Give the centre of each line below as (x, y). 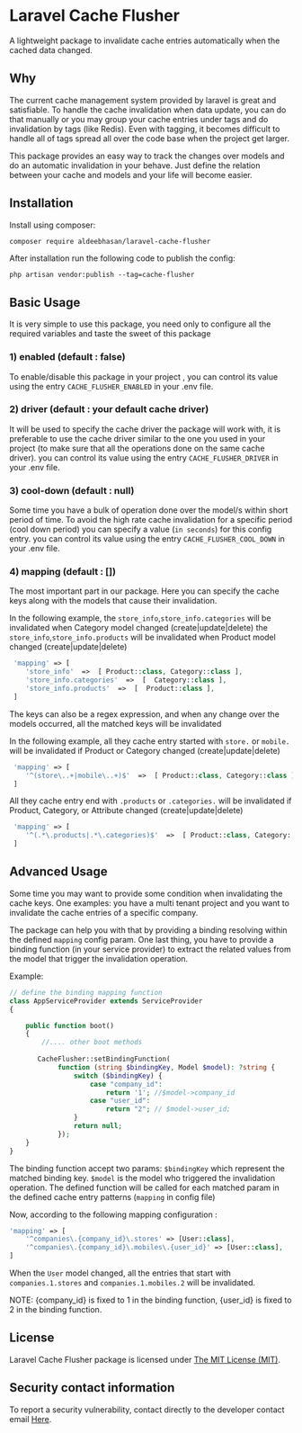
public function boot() (70, 1025)
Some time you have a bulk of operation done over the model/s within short (149, 510)
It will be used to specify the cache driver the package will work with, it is (145, 429)
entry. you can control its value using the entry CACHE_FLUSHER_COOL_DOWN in (147, 539)
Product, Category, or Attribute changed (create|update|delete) (126, 811)
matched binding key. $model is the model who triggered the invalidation (142, 1178)
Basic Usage (45, 302)
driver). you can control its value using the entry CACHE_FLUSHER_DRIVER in (144, 457)
